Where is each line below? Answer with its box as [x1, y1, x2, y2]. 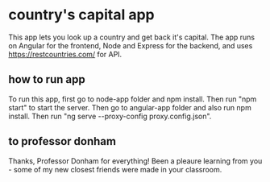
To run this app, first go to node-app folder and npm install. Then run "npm [8, 94, 257, 104]
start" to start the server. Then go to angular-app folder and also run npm [8, 102, 251, 112]
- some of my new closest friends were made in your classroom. [8, 164, 222, 174]
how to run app [8, 72, 86, 86]
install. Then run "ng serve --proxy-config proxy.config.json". [8, 111, 212, 121]
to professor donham [8, 134, 117, 148]
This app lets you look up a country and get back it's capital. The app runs [8, 32, 255, 42]
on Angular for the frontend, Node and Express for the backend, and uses [8, 40, 253, 50]
